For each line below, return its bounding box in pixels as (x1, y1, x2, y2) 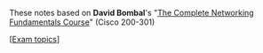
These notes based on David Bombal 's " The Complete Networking (9, 8, 255, 18)
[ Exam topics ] (9, 34, 60, 44)
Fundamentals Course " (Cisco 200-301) (9, 17, 155, 27)
